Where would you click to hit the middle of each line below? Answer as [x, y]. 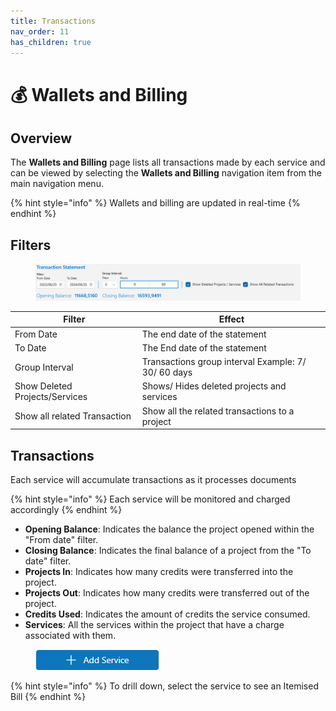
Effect [231, 319]
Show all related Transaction [73, 416]
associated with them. [70, 636]
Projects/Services [51, 397]
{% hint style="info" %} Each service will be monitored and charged [150, 499]
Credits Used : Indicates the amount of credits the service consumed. [167, 614]
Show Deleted [43, 386]
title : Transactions [53, 21]
